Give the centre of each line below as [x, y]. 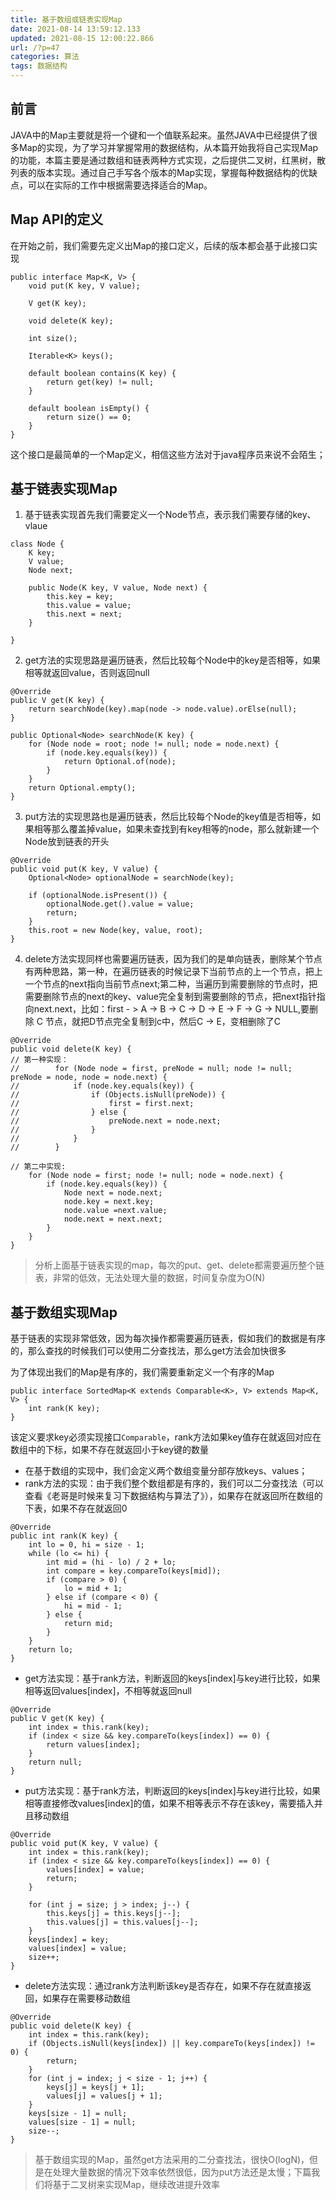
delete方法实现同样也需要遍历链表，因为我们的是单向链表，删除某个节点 [173, 959]
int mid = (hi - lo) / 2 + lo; [111, 1562]
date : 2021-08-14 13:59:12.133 [75, 29]
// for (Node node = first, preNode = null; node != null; [151, 1069]
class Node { [37, 544]
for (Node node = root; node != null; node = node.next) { [154, 744]
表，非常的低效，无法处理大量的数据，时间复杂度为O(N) [150, 1278]
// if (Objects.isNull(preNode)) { [118, 1095]
